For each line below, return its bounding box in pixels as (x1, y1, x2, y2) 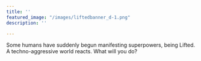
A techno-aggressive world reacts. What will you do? (6, 48, 138, 55)
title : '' (6, 8, 31, 15)
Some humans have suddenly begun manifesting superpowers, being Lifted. (6, 41, 196, 48)
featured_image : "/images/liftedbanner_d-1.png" (6, 14, 131, 20)
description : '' (6, 20, 47, 26)
